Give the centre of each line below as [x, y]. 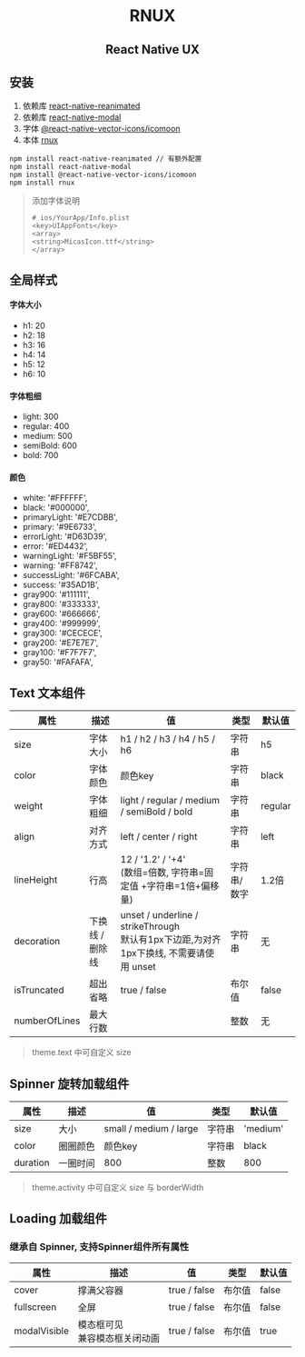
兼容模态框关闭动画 [119, 1338]
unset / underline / [159, 915]
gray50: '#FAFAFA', [58, 662]
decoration [37, 942]
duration [32, 1162]
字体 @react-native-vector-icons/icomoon [101, 129]
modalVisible [42, 1331]
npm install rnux [42, 183]
